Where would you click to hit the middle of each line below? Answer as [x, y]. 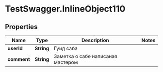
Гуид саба [66, 48]
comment [19, 59]
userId [15, 48]
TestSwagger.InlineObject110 [65, 9]
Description [95, 40]
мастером [66, 62]
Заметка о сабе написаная [86, 56]
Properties [21, 27]
